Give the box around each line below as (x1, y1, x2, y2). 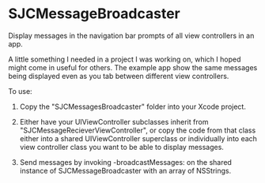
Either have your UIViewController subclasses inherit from (19, 117, 209, 126)
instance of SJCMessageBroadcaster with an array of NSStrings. (19, 166, 232, 175)
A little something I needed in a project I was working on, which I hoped (8, 54, 241, 64)
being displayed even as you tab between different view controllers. (8, 71, 229, 80)
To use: (8, 86, 33, 95)
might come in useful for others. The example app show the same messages (8, 62, 258, 72)
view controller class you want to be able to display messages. (19, 142, 224, 151)
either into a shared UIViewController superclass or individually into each (19, 133, 257, 143)
